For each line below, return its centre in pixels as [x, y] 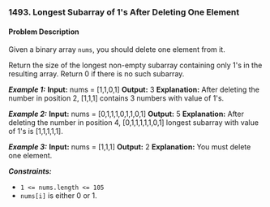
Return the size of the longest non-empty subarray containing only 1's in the [135, 65]
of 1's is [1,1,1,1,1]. [36, 132]
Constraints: [30, 171]
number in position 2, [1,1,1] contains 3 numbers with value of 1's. [116, 98]
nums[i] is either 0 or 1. [58, 196]
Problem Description [44, 32]
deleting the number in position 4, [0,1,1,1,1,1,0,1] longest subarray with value [134, 123]
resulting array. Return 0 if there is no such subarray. [96, 74]
